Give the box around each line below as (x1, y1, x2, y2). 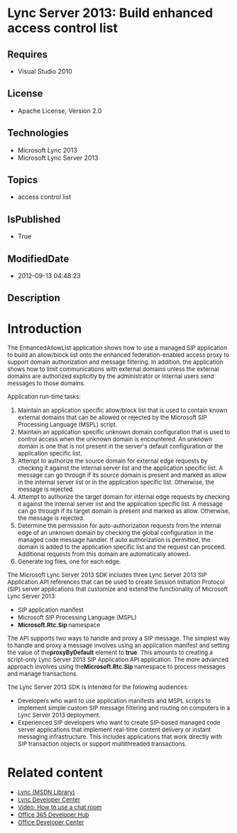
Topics (7, 174, 38, 186)
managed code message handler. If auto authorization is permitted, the (17, 536, 211, 544)
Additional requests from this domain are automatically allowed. (17, 550, 190, 558)
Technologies (7, 127, 70, 139)
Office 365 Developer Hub (17, 811, 89, 819)
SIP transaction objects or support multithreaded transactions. (17, 740, 187, 748)
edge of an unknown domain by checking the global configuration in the (17, 529, 214, 537)
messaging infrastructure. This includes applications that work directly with (17, 733, 222, 741)
